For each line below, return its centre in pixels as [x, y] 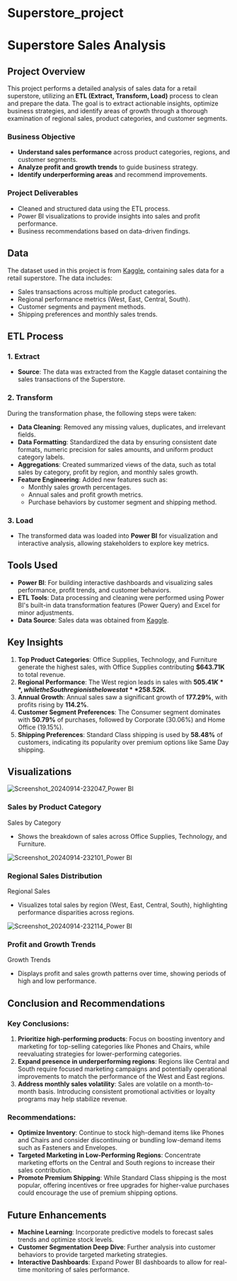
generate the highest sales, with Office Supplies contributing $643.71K [121, 667]
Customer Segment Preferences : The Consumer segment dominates [119, 712]
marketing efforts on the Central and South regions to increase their [116, 1163]
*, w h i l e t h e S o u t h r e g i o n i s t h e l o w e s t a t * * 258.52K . [92, 689]
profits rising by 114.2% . [53, 705]
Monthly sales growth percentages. [80, 487]
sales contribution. [45, 1170]
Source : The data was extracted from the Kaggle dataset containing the [122, 372]
